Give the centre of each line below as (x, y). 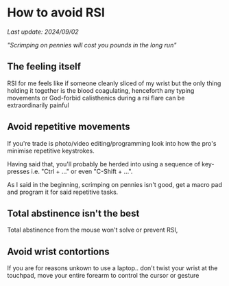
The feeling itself (44, 67)
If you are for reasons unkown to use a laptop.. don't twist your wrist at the (112, 268)
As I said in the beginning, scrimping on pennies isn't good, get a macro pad (115, 184)
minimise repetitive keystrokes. (51, 151)
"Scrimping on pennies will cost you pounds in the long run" (92, 45)
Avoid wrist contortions (58, 251)
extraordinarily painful (38, 105)
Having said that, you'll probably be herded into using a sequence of (104, 164)
